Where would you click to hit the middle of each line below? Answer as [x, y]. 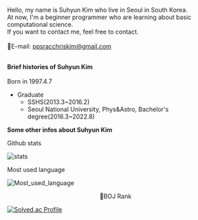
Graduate [30, 95]
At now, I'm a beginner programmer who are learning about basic [99, 17]
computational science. [40, 24]
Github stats [24, 143]
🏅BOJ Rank [115, 196]
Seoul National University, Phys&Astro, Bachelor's [98, 109]
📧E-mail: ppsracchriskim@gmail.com [59, 46]
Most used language [36, 170]
